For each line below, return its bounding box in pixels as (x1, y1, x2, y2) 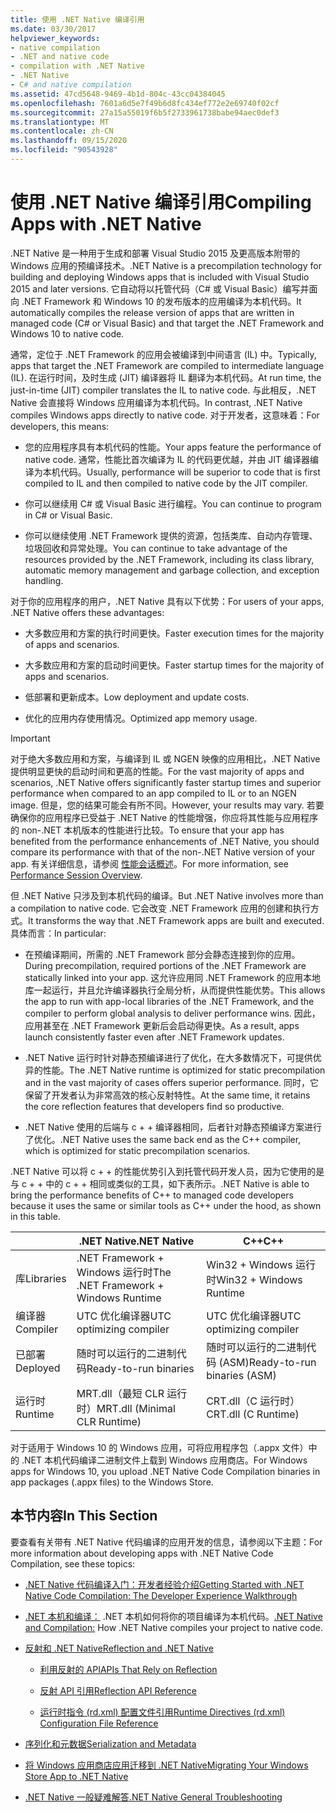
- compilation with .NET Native (10, 61, 145, 71)
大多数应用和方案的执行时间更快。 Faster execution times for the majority (24, 627, 325, 639)
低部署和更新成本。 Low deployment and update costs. (24, 691, 250, 703)
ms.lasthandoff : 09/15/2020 (10, 136, 128, 146)
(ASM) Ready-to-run (218, 1355, 317, 1369)
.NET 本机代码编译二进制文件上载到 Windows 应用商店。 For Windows (21, 1454, 308, 1466)
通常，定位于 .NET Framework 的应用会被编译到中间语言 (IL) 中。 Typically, (10, 348, 317, 360)
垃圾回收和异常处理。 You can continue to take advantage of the (24, 542, 288, 554)
